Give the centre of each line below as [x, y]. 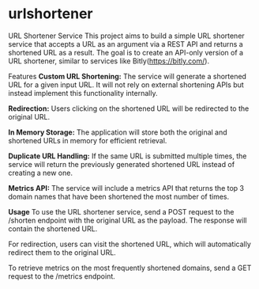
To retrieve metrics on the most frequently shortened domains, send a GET [130, 268]
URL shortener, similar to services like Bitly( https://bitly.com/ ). [109, 61]
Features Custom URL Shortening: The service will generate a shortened [128, 76]
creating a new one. [41, 173]
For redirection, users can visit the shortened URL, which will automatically [129, 244]
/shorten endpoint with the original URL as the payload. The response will [128, 220]
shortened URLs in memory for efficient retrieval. [88, 140]
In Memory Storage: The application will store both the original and [118, 132]
